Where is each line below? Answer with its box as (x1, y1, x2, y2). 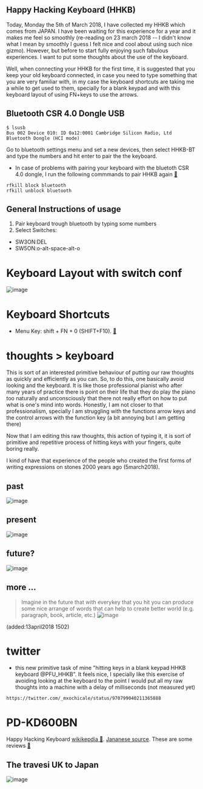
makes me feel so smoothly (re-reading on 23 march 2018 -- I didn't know (6, 33, 191, 41)
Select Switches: (15, 227, 58, 234)
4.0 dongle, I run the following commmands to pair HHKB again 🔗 (15, 170, 178, 178)
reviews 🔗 (6, 742, 32, 750)
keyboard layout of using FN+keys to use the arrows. (6, 91, 139, 98)
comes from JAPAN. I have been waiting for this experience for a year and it (6, 27, 196, 35)
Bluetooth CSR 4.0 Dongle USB (6, 109, 125, 119)
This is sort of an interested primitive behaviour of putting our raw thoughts (6, 369, 194, 376)
